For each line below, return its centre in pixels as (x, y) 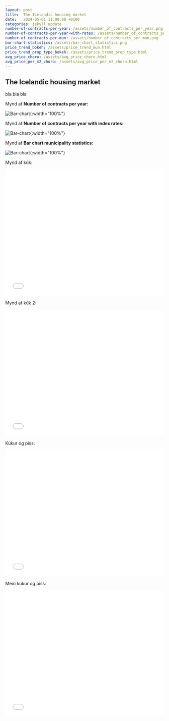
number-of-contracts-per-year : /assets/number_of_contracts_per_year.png (84, 29)
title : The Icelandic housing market (46, 15)
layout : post (19, 10)
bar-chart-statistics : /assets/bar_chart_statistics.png (66, 43)
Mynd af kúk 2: (21, 303)
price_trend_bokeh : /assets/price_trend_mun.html (58, 47)
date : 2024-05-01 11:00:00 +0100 (43, 19)
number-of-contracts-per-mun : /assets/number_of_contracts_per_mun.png (82, 38)
